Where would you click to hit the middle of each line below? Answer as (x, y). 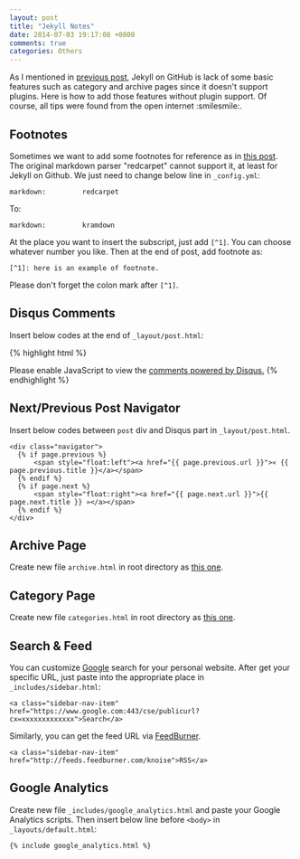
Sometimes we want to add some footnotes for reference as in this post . (144, 156)
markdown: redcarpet (64, 192)
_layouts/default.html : (53, 829)
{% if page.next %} (54, 486)
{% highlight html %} (48, 353)
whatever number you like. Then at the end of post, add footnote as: (136, 251)
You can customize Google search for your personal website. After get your (150, 667)
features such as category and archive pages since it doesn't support (139, 87)
